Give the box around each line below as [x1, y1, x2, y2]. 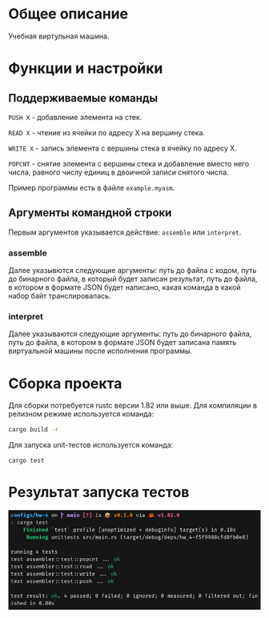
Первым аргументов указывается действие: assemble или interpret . [8, 227, 242, 237]
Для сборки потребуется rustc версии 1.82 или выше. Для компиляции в [8, 401, 258, 411]
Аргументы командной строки [8, 206, 172, 220]
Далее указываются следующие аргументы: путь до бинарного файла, [8, 329, 252, 339]
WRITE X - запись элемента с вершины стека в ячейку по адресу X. [8, 143, 238, 153]
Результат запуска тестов [8, 484, 190, 501]
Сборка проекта [8, 374, 122, 392]
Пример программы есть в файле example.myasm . [8, 183, 175, 192]
